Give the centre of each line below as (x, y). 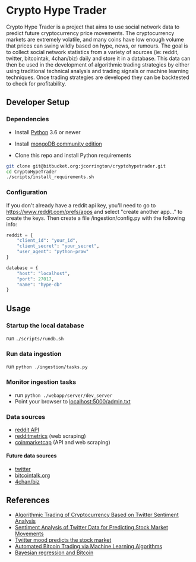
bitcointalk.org (32, 475)
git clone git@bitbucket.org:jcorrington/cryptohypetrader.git (86, 166)
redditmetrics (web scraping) (50, 436)
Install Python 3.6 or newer (48, 132)
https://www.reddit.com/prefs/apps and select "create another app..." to (94, 211)
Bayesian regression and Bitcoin (54, 552)
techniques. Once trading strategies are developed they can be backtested (98, 77)
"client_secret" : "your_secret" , (58, 246)
